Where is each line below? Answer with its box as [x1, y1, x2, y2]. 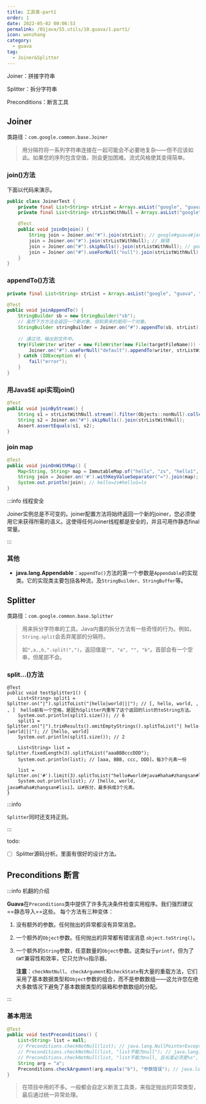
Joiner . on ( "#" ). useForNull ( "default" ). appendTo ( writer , [29, 347, 174, 353]
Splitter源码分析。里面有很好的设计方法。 [15, 850, 120, 858]
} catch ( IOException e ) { [18, 353, 87, 359]
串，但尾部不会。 [21, 653, 65, 661]
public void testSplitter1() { [7, 690, 87, 696]
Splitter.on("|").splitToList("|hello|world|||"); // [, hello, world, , [7, 701, 199, 707]
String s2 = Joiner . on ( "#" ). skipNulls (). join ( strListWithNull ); [18, 417, 185, 423]
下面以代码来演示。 [7, 186, 56, 193]
